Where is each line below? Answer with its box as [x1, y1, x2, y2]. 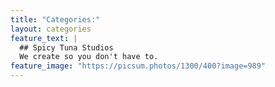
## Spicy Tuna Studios [19, 42, 114, 53]
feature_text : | [10, 33, 78, 43]
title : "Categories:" [10, 14, 101, 25]
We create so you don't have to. [19, 52, 159, 62]
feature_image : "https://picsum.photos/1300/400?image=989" [10, 61, 267, 71]
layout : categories [10, 24, 92, 34]
